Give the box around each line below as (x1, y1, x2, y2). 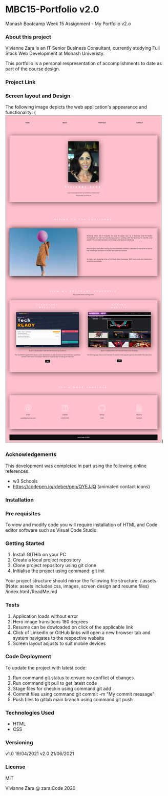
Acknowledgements (5, 451, 57, 458)
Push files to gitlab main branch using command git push (12, 696, 133, 702)
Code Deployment (5, 653, 51, 660)
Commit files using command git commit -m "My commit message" (12, 690, 155, 697)
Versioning (5, 739, 33, 746)
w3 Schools (12, 478, 38, 484)
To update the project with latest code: (5, 664, 87, 671)
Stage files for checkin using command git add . (12, 685, 114, 692)
